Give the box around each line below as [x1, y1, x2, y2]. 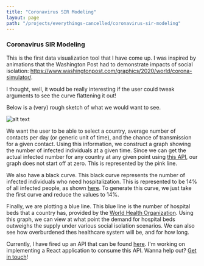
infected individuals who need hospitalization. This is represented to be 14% [6, 178, 198, 185]
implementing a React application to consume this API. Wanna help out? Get [6, 247, 197, 254]
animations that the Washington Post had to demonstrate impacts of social [6, 60, 193, 68]
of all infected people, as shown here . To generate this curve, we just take [6, 184, 192, 192]
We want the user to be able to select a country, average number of [6, 127, 176, 135]
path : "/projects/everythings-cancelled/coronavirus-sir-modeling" [6, 20, 181, 26]
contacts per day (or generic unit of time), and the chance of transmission [6, 133, 192, 141]
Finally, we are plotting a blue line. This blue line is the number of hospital [6, 202, 191, 210]
